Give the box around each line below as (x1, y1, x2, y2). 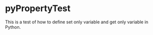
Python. (5, 24, 21, 30)
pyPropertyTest (5, 3, 71, 14)
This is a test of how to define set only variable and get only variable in (5, 19, 149, 25)
